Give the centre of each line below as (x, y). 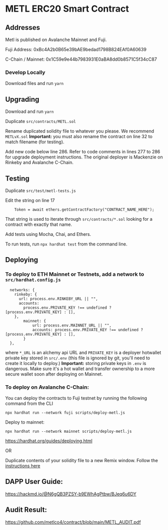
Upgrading (22, 99)
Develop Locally (25, 72)
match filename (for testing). (35, 142)
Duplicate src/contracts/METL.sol (41, 121)
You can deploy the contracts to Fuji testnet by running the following (76, 398)
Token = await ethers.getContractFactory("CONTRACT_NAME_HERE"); (85, 210)
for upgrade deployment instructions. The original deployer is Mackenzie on (84, 157)
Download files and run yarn (35, 84)
